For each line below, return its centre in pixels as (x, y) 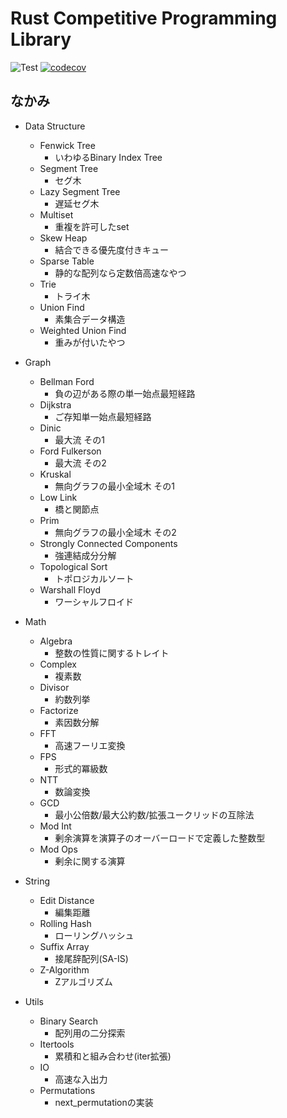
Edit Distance (67, 900)
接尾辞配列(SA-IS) (91, 958)
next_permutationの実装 (104, 1102)
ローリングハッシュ (94, 935)
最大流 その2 (80, 463)
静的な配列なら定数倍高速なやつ (120, 273)
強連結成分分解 (85, 555)
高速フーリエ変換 (90, 745)
